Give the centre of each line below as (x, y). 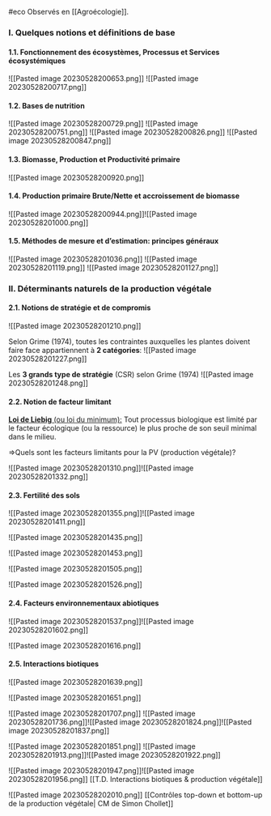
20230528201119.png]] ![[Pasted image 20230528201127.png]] (114, 267)
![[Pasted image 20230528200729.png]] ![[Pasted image (103, 124)
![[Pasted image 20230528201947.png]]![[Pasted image (102, 770)
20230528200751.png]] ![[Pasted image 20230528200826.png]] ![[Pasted (133, 132)
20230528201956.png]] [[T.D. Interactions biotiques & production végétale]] (135, 779)
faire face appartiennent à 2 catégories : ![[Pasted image (102, 351)
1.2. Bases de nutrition (47, 105)
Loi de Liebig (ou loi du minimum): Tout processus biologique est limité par (133, 419)
